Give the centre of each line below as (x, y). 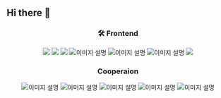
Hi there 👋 (29, 13)
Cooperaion (118, 71)
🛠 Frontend (118, 34)
